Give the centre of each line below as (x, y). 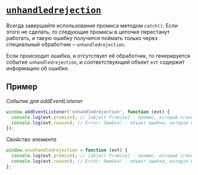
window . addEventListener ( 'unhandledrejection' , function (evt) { (88, 112)
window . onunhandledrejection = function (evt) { (67, 150)
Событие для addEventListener (45, 101)
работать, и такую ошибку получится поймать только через (82, 38)
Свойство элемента (32, 140)
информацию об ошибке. (38, 68)
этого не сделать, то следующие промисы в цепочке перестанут (88, 32)
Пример (22, 87)
